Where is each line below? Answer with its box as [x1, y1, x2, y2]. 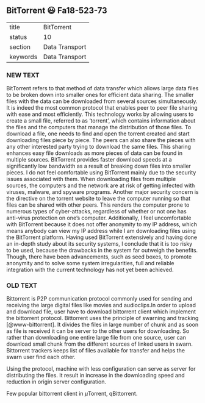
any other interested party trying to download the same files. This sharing [6, 143, 191, 151]
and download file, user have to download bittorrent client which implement [6, 308, 196, 315]
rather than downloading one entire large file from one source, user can [6, 334, 186, 341]
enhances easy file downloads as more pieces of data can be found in [6, 149, 183, 157]
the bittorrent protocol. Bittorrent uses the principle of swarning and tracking [6, 315, 199, 322]
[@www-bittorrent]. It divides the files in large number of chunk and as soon [6, 321, 199, 329]
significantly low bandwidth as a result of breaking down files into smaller [6, 162, 191, 170]
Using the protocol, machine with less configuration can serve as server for [6, 365, 196, 373]
